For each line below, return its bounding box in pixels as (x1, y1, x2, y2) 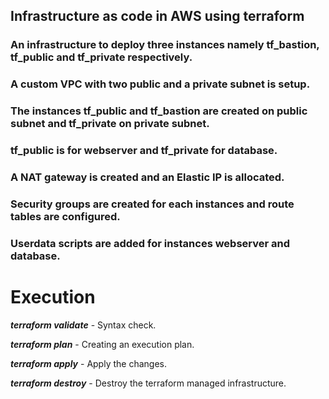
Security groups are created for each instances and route (10, 197, 295, 211)
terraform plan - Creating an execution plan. (10, 338, 195, 350)
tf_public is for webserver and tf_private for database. (10, 144, 278, 158)
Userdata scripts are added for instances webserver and (10, 236, 291, 250)
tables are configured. (10, 209, 121, 223)
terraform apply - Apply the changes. (10, 357, 167, 369)
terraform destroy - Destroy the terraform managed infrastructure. (10, 377, 287, 389)
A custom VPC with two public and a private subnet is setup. (10, 77, 311, 91)
